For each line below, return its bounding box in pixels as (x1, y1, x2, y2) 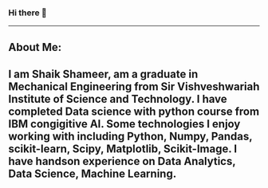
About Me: (8, 40, 62, 54)
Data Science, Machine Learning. (8, 167, 177, 181)
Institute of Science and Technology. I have (8, 92, 227, 106)
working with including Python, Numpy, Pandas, (8, 130, 253, 143)
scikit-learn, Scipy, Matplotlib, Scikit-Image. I (8, 143, 238, 156)
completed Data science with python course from (8, 105, 260, 119)
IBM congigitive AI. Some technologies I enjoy (8, 117, 241, 131)
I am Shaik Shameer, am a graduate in (8, 68, 199, 81)
